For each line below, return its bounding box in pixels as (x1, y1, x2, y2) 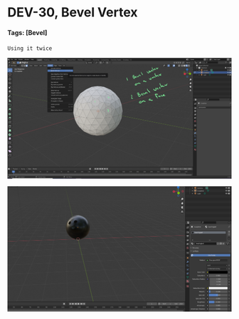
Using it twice (7, 45, 53, 52)
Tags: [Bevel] (7, 28, 48, 36)
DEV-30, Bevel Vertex (7, 4, 138, 21)
